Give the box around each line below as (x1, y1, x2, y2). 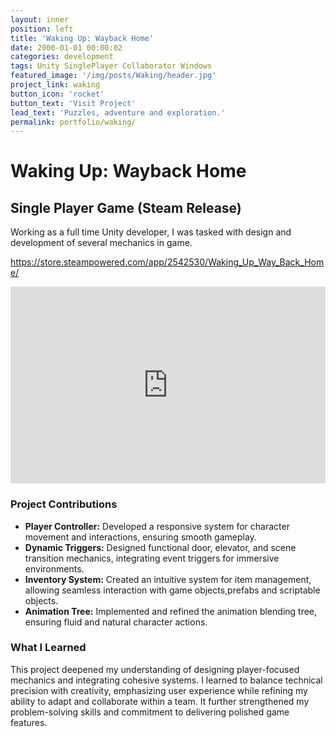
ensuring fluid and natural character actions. (24, 616, 208, 628)
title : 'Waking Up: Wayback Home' (10, 33, 155, 43)
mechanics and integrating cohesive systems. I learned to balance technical (10, 674, 323, 686)
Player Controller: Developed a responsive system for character (24, 520, 290, 532)
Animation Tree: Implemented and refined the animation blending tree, (24, 605, 318, 617)
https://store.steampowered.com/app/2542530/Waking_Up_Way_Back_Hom (10, 256, 325, 268)
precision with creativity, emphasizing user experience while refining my (10, 684, 308, 696)
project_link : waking (10, 80, 101, 90)
